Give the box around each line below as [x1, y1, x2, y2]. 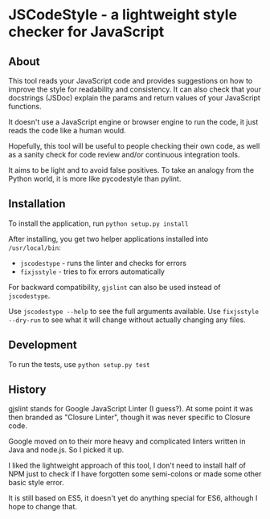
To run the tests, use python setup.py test [8, 359, 150, 369]
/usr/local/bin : [8, 243, 62, 252]
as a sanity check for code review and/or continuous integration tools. [8, 150, 240, 159]
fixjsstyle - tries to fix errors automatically [19, 267, 165, 276]
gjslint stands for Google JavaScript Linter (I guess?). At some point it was [8, 404, 253, 414]
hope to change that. [8, 502, 78, 512]
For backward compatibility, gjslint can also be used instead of [8, 282, 221, 292]
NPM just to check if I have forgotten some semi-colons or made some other [8, 469, 262, 479]
